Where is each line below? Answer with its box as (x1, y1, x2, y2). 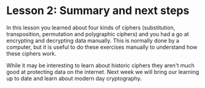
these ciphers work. (6, 50, 57, 57)
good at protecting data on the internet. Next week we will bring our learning (6, 68, 199, 75)
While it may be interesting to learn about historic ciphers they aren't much (6, 62, 195, 69)
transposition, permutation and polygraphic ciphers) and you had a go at (6, 30, 189, 37)
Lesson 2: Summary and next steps (6, 4, 190, 18)
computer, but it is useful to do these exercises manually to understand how (6, 43, 198, 51)
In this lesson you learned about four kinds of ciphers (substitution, (6, 24, 176, 31)
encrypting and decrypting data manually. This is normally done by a (6, 37, 179, 44)
